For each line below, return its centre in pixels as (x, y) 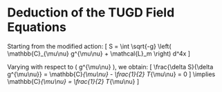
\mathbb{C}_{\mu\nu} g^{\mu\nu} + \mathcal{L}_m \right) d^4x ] (99, 54)
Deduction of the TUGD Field (91, 13)
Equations (37, 27)
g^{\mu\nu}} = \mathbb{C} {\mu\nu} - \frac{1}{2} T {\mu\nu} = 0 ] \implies (111, 74)
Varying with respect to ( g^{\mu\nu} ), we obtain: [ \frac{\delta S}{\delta (110, 67)
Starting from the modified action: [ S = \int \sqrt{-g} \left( (89, 46)
